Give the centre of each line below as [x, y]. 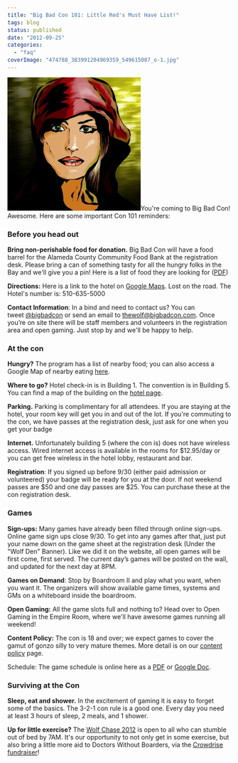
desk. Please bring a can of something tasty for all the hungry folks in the [115, 265]
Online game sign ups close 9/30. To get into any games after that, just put [117, 536]
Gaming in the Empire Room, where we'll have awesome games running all [117, 617]
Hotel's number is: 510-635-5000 [56, 294]
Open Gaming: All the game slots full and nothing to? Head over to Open [114, 609]
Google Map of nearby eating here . [59, 372]
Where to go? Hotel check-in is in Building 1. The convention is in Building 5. [119, 385]
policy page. [26, 653]
